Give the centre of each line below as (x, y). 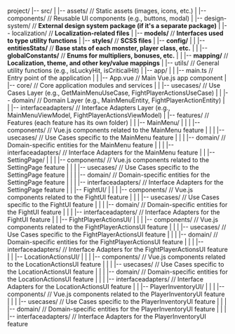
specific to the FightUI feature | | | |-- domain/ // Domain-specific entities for (117, 205)
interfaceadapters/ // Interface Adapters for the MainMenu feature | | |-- (111, 152)
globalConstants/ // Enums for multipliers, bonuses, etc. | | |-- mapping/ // (118, 55)
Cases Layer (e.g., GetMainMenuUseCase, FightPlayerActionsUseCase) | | (115, 93)
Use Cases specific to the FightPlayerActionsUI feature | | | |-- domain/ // (113, 234)
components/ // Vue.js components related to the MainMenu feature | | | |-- (116, 130)
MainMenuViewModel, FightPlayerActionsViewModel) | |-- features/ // (108, 115)
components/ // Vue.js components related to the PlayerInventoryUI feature (116, 294)
